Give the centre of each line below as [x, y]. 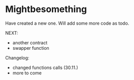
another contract [30, 43]
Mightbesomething [46, 9]
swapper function [31, 48]
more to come [27, 73]
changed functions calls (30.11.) [45, 67]
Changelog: [17, 58]
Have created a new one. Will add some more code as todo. [67, 23]
